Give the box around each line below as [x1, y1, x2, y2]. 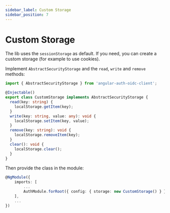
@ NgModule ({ [5, 175, 30, 180]
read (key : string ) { [10, 100, 53, 105]
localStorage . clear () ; [14, 146, 62, 152]
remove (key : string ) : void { [10, 127, 71, 133]
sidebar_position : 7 [5, 12, 49, 17]
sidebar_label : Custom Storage [5, 7, 71, 13]
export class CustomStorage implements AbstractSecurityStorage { [5, 95, 148, 100]
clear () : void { [10, 142, 44, 147]
